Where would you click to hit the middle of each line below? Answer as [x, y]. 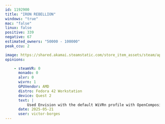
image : [12, 55]
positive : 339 [20, 32]
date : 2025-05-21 [36, 109]
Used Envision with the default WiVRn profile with [81, 105]
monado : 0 [28, 73]
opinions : [15, 59]
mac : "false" [18, 23]
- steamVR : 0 [27, 68]
